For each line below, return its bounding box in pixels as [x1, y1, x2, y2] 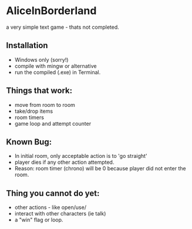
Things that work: [6, 86, 73, 96]
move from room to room [14, 101, 75, 108]
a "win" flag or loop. [14, 216, 63, 224]
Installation [6, 41, 48, 50]
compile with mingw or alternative [14, 62, 97, 69]
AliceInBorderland [6, 4, 97, 18]
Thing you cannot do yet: [6, 188, 100, 198]
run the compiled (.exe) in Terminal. [14, 69, 101, 76]
